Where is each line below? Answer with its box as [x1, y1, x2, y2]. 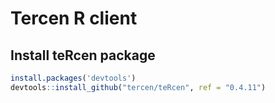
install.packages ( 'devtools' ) [10, 73, 137, 83]
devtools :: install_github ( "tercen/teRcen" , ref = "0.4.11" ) [10, 82, 267, 92]
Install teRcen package [10, 47, 156, 64]
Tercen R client [10, 7, 138, 30]
